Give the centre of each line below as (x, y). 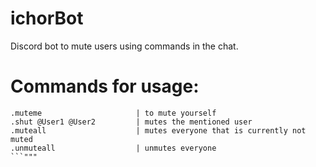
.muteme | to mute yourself (113, 113)
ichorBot (47, 18)
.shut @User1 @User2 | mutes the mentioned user (131, 122)
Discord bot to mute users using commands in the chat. (124, 46)
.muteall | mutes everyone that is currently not (158, 130)
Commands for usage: (105, 86)
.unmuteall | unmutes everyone (113, 148)
